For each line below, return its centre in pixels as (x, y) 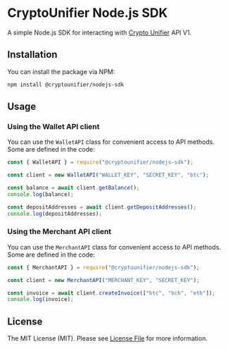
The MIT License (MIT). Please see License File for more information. (107, 338)
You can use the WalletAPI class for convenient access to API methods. (111, 142)
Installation (32, 55)
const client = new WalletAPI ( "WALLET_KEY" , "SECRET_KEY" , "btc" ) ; (108, 175)
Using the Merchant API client (59, 232)
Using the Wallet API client (53, 126)
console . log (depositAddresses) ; (55, 214)
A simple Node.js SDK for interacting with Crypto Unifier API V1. (100, 32)
